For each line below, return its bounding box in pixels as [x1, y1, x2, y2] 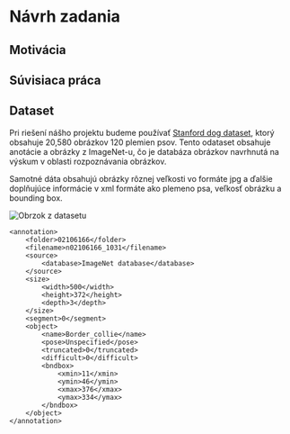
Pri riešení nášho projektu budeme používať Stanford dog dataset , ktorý [9, 127, 276, 138]
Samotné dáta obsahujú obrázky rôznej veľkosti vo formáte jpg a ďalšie [9, 173, 273, 184]
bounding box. [9, 192, 63, 203]
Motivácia [9, 42, 66, 58]
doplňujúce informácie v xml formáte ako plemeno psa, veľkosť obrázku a [9, 183, 282, 194]
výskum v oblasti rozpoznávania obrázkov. [9, 156, 167, 167]
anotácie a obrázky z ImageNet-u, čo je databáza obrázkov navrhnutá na [9, 146, 280, 157]
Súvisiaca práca [9, 72, 101, 87]
